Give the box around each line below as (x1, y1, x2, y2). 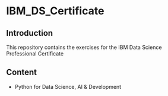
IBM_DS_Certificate (6, 4, 104, 18)
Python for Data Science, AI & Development (14, 83, 122, 90)
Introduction (6, 28, 53, 38)
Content (6, 67, 37, 78)
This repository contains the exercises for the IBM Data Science (6, 44, 162, 51)
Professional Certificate (6, 50, 64, 57)
